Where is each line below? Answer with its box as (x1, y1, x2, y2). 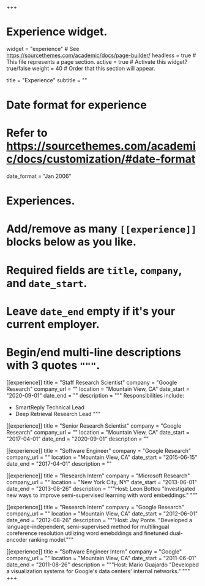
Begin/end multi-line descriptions (6, 345, 182, 359)
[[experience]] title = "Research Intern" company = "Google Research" (6, 503, 185, 511)
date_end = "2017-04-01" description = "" (6, 460, 112, 467)
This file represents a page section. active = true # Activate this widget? (6, 58, 188, 65)
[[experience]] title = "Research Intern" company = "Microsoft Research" (6, 472, 190, 479)
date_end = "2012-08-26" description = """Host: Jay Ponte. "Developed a (6, 516, 193, 523)
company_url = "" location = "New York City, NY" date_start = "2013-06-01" (6, 478, 197, 485)
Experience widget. (6, 25, 108, 39)
